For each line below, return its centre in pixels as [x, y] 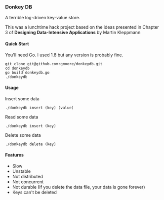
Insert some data [22, 99]
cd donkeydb [17, 68]
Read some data [22, 117]
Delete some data [23, 135]
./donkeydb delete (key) [31, 144]
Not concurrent [28, 182]
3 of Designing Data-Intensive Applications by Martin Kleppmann [73, 33]
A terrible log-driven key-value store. [43, 18]
